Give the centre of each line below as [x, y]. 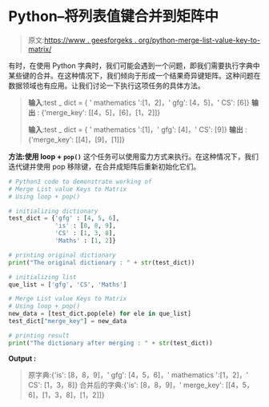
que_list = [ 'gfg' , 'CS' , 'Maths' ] [68, 285]
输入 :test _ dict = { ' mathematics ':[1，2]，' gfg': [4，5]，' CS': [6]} [139, 102]
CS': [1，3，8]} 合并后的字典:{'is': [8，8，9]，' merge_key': [126, 385]
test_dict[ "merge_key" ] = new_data [68, 321]
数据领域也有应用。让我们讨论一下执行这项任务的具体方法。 [106, 86]
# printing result [39, 335]
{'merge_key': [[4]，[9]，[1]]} [76, 139]
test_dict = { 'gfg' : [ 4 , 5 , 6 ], [64, 218]
